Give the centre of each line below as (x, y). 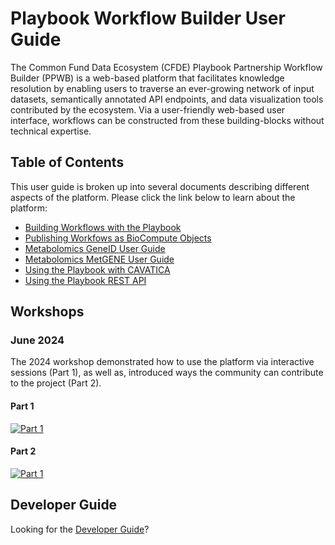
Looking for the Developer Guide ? (80, 529)
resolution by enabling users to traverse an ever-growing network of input (162, 88)
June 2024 (37, 340)
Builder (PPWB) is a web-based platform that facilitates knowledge (147, 78)
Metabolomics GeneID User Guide (95, 248)
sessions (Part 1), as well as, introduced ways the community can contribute (167, 373)
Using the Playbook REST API (85, 280)
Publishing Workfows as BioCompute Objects (118, 238)
